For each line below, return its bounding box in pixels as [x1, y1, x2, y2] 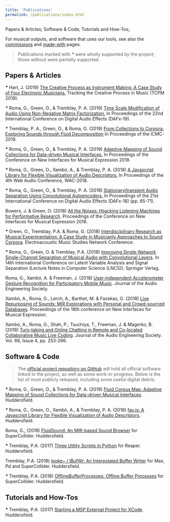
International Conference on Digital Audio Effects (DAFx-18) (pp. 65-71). [5, 198, 155, 204]
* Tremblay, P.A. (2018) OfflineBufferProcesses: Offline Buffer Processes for [5, 473, 164, 479]
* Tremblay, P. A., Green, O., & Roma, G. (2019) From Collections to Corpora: [5, 126, 164, 132]
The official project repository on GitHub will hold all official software [17, 366, 161, 372]
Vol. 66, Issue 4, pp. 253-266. [5, 338, 67, 344]
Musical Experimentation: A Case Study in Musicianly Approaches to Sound [5, 234, 163, 240]
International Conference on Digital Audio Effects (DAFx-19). [5, 116, 131, 122]
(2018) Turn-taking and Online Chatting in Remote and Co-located [5, 327, 143, 333]
